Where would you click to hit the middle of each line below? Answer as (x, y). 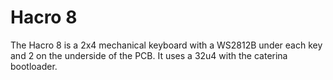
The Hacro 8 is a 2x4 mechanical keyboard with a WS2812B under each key (166, 45)
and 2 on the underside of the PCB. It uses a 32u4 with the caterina (149, 55)
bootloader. (34, 66)
